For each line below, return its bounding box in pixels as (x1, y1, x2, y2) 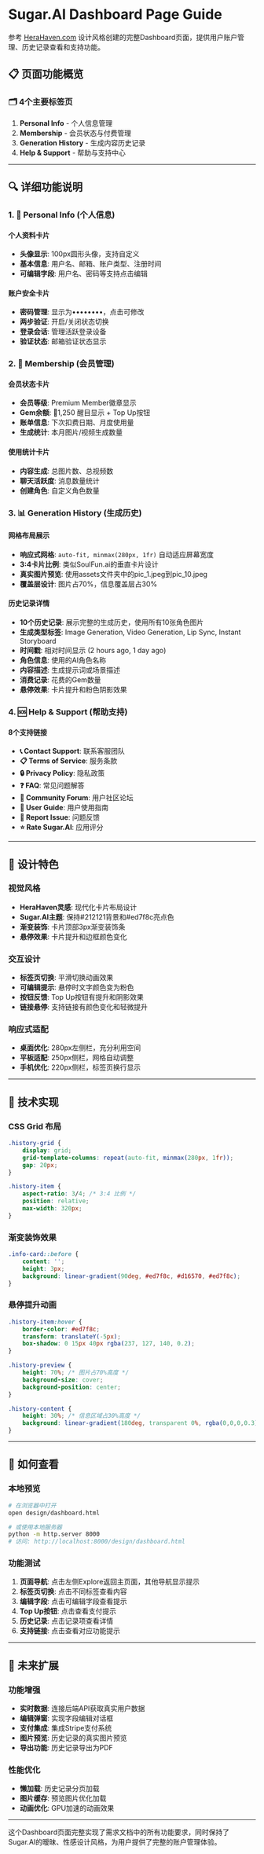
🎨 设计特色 (8, 857, 59, 871)
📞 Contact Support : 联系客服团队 (19, 747, 125, 756)
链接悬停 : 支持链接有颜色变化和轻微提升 (19, 1002, 148, 1011)
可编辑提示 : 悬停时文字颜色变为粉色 (19, 982, 134, 992)
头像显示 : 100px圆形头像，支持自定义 (19, 249, 140, 259)
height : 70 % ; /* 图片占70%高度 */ (22, 1369, 130, 1377)
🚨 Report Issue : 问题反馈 (19, 813, 101, 822)
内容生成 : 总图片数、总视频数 (19, 466, 114, 475)
